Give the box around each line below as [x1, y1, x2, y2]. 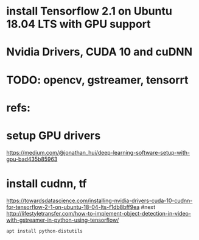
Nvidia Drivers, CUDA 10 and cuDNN [6, 45, 193, 59]
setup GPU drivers [6, 129, 101, 143]
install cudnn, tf [6, 177, 87, 190]
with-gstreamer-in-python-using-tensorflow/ [6, 216, 119, 224]
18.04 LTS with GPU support [6, 17, 151, 31]
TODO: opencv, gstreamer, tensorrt [6, 73, 189, 86]
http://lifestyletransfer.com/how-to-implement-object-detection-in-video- [6, 210, 192, 217]
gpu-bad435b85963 [6, 155, 58, 163]
